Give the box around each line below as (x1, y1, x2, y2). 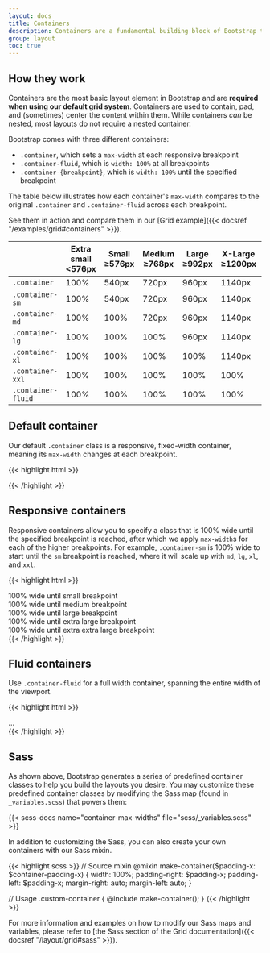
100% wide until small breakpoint (8, 590, 118, 601)
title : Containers (8, 19, 70, 27)
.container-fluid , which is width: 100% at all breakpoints (19, 158, 210, 168)
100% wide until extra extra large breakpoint (8, 625, 155, 635)
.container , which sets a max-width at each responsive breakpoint (19, 150, 239, 160)
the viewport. (8, 687, 52, 697)
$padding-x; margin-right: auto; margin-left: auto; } (22, 878, 192, 888)
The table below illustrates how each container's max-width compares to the (8, 191, 260, 201)
